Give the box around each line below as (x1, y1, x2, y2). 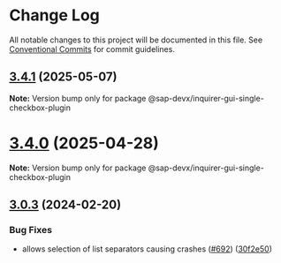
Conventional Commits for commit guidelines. (9, 43, 175, 54)
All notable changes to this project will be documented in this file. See (9, 34, 263, 45)
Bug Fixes (9, 224, 53, 236)
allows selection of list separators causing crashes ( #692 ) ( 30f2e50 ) (21, 244, 272, 254)
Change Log (9, 5, 100, 26)
